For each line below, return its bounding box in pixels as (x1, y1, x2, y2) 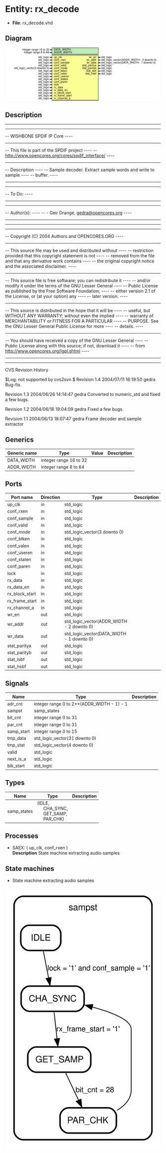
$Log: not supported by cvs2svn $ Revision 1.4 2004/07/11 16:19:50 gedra (5, 377, 156, 383)
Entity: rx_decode (5, 3, 80, 15)
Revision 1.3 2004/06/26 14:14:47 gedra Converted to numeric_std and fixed (5, 391, 161, 397)
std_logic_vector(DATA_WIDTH (64, 630, 126, 636)
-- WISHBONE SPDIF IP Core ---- (5, 133, 73, 139)
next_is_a (7, 756, 26, 762)
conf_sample (7, 515, 34, 521)
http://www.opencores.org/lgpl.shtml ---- (5, 348, 90, 354)
